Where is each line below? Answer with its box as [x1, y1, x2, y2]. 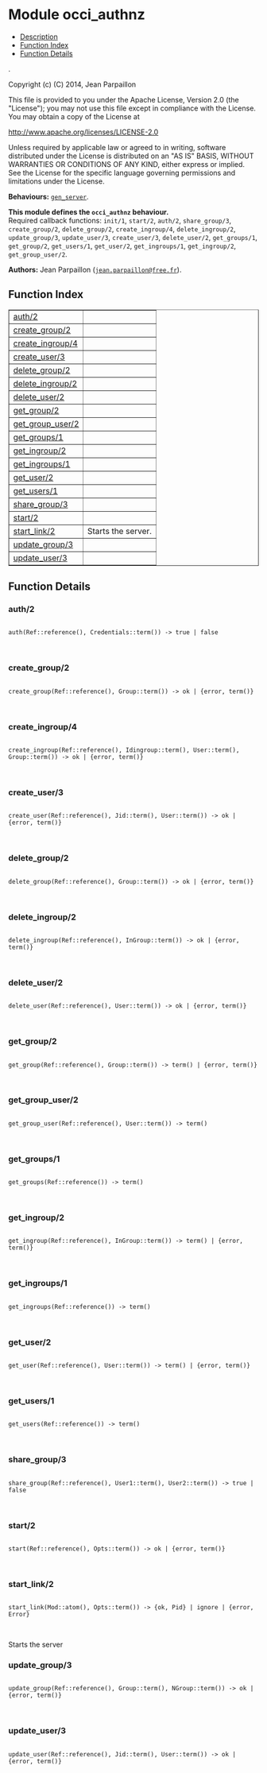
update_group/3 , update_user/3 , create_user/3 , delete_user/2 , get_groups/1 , [8, 232, 258, 242]
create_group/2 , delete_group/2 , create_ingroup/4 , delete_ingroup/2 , [8, 224, 236, 234]
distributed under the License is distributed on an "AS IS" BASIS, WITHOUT [8, 151, 254, 161]
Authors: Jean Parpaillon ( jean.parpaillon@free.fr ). [8, 265, 182, 274]
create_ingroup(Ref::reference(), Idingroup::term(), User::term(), [8, 746, 240, 754]
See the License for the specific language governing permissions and [8, 168, 236, 177]
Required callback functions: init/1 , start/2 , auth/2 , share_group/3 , [8, 215, 232, 225]
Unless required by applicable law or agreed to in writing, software [8, 142, 226, 152]
